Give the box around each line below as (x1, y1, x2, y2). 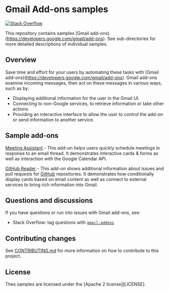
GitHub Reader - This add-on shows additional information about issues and (5, 165, 164, 171)
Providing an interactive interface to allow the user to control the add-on (12, 111, 163, 117)
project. (5, 253, 22, 259)
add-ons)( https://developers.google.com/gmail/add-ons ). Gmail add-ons (5, 75, 157, 81)
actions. (12, 105, 29, 112)
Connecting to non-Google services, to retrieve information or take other (12, 100, 164, 106)
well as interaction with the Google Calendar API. (5, 156, 107, 162)
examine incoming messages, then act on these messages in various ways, (5, 80, 162, 86)
